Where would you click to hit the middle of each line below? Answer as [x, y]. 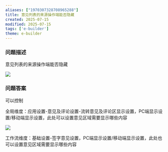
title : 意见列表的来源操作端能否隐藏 [40, 15]
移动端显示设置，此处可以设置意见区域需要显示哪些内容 [69, 117]
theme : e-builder [24, 34]
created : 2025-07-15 [27, 19]
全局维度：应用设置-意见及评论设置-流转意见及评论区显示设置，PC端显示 [82, 111]
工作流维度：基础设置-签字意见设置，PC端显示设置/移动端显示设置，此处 [81, 138]
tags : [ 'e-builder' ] [27, 29]
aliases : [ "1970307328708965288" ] [42, 10]
